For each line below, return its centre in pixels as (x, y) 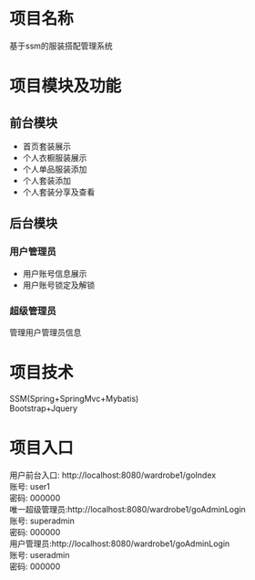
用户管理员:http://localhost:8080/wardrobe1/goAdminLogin (120, 543)
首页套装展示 (46, 146)
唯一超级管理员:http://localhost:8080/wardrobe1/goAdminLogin (127, 509)
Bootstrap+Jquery (44, 408)
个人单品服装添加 (55, 169)
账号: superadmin (42, 521)
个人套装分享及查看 (59, 192)
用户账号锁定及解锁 (59, 285)
